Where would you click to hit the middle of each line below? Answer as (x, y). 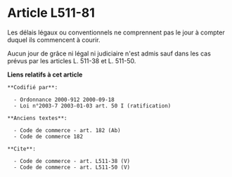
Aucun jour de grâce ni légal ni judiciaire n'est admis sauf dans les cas (109, 53)
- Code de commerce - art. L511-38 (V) (72, 161)
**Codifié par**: (33, 87)
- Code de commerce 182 (48, 136)
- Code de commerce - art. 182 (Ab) (67, 130)
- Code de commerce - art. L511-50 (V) (72, 167)
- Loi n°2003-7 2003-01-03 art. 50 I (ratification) (92, 106)
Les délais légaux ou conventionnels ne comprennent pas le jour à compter (116, 32)
